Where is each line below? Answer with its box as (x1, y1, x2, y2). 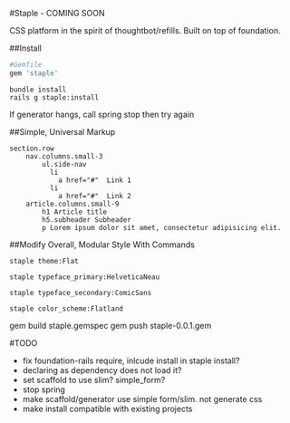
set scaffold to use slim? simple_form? (22, 374, 166, 385)
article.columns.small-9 (25, 199, 120, 208)
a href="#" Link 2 (57, 191, 131, 200)
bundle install (9, 85, 67, 94)
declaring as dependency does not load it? (22, 364, 182, 375)
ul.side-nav (42, 159, 88, 168)
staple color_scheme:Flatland (9, 303, 124, 313)
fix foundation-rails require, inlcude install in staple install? (22, 355, 240, 366)
